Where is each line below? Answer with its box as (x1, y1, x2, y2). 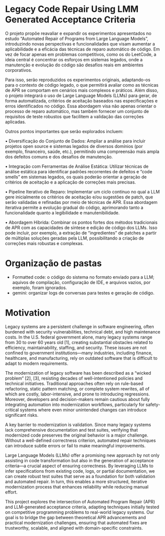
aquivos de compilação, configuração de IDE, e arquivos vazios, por (12, 279, 151, 285)
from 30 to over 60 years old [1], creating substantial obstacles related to (5, 339, 153, 345)
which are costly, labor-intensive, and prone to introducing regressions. (5, 391, 150, 397)
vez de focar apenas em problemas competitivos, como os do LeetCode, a (5, 51, 157, 57)
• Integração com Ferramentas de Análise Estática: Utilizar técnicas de (5, 163, 149, 169)
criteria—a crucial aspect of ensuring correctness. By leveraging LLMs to (5, 463, 154, 469)
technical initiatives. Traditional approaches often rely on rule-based (5, 380, 144, 387)
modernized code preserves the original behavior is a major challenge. (5, 432, 149, 438)
